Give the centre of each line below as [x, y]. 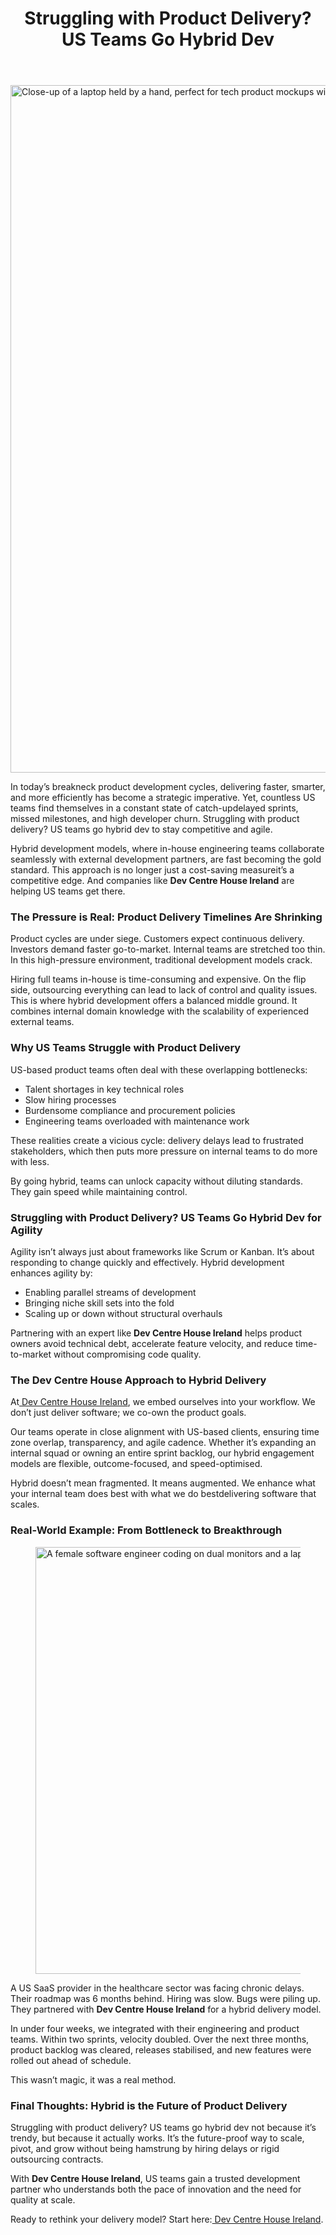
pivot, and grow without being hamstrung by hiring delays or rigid [145, 2148]
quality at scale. [43, 2199]
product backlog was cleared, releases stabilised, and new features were [161, 2049]
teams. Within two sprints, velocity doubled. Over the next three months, [160, 2039]
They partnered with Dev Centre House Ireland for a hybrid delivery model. [166, 2009]
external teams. [42, 1022]
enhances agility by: [51, 1273]
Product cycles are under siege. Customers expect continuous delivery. [157, 939]
